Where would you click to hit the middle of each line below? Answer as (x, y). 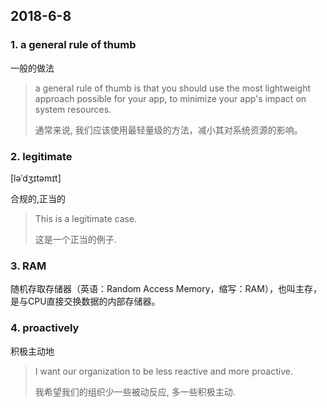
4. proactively (45, 328)
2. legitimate (41, 156)
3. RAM (28, 266)
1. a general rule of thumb (73, 45)
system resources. (73, 109)
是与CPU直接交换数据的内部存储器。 (85, 301)
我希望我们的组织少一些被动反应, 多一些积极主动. (135, 391)
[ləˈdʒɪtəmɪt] (36, 178)
